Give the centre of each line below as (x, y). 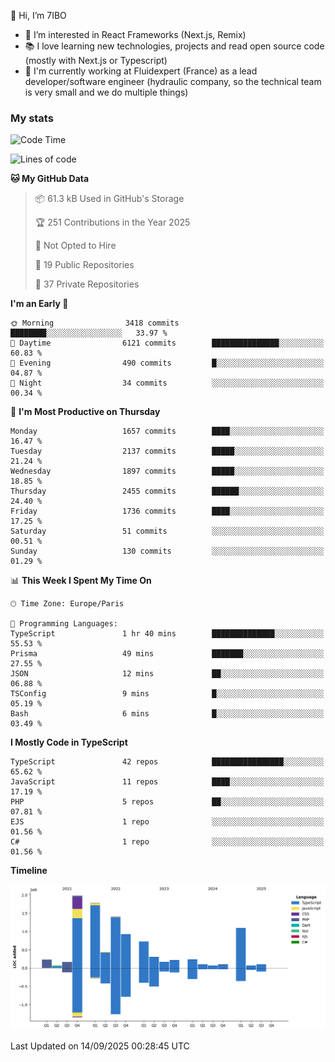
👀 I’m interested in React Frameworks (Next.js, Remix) (135, 34)
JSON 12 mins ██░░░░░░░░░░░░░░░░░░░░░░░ (167, 674)
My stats (32, 118)
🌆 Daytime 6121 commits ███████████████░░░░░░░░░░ (167, 343)
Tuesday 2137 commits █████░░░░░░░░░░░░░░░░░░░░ (167, 451)
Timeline (29, 871)
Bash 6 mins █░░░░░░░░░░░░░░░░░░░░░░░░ (167, 714)
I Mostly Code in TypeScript (69, 742)
